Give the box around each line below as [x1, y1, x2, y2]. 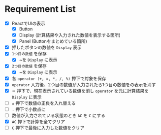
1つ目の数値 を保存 [11, 51, 47, 57]
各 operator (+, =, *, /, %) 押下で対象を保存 [11, 75, 106, 81]
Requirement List [4, 3, 76, 15]
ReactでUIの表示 [11, 20, 45, 26]
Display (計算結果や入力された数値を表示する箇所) [19, 32, 121, 38]
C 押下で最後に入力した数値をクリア [11, 125, 85, 131]
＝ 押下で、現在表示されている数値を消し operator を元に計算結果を [11, 88, 149, 94]
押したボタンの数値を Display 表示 [11, 44, 82, 50]
